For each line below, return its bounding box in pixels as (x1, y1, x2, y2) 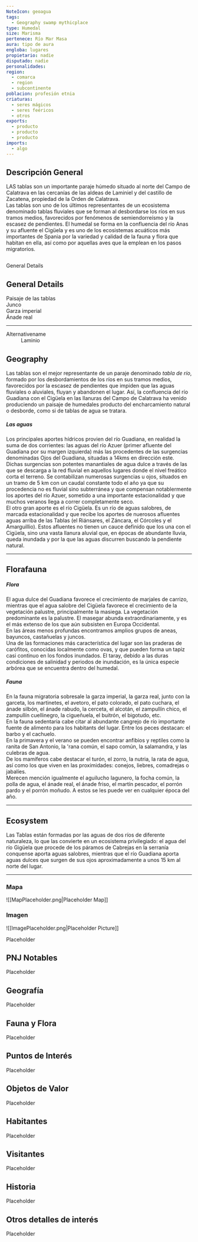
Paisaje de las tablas (6, 295, 56, 302)
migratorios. (6, 246, 35, 253)
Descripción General (6, 167, 84, 177)
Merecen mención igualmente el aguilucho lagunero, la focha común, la (6, 774, 180, 781)
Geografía (6, 985, 44, 996)
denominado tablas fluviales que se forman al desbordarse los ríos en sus (6, 208, 186, 215)
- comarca (11, 74, 35, 80)
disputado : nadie (6, 58, 49, 64)
